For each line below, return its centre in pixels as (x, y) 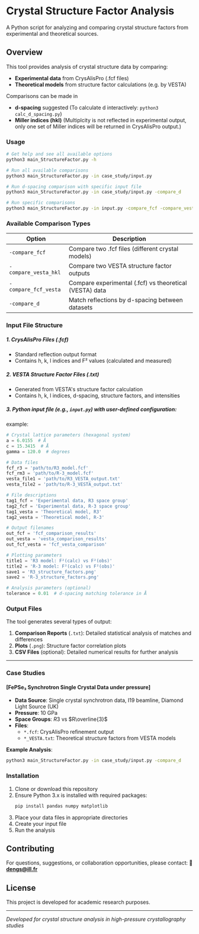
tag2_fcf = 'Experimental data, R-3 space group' (69, 506)
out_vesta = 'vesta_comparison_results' (57, 539)
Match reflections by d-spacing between (126, 300)
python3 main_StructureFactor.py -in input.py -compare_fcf (82, 208)
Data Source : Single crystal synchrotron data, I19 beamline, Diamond (99, 700)
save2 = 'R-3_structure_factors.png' (53, 577)
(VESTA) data (87, 290)
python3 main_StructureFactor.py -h (51, 159)
